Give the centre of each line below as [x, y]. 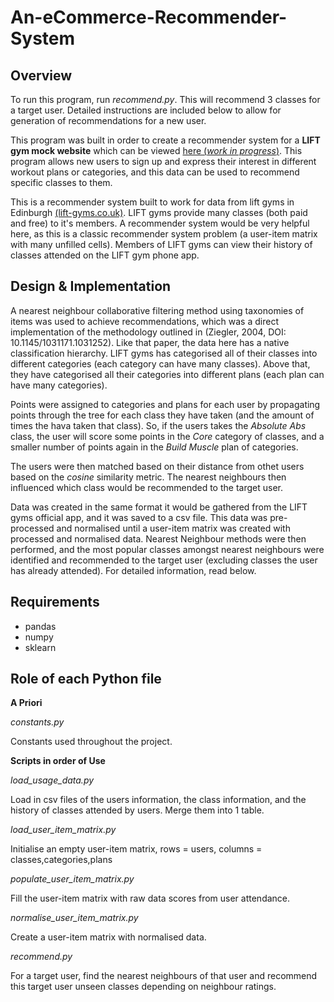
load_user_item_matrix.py [63, 830]
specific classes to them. [61, 182]
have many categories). [59, 385]
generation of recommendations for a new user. [108, 120]
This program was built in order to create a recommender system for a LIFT [165, 140]
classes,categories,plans [61, 860]
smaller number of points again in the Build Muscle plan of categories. [154, 447]
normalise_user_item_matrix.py [74, 918]
